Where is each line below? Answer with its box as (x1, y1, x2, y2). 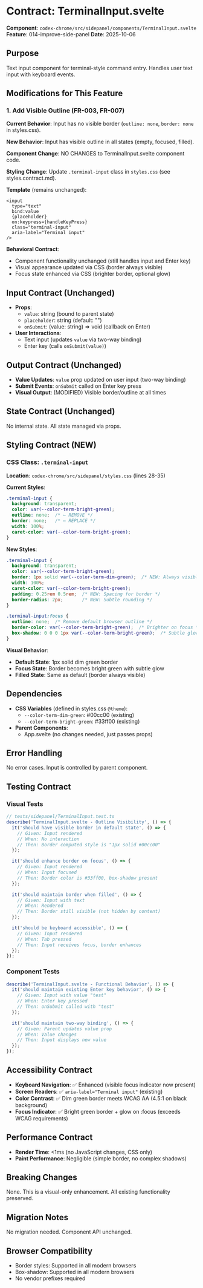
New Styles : (6, 546, 37, 553)
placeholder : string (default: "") (24, 316, 102, 324)
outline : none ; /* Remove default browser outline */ (11, 619, 153, 625)
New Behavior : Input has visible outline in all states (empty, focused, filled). (6, 138, 195, 146)
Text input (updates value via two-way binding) (24, 336, 142, 343)
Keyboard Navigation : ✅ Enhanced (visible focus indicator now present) (14, 1081, 196, 1088)
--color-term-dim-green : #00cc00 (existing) (24, 711, 135, 718)
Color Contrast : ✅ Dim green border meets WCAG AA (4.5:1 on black (14, 1094, 187, 1102)
